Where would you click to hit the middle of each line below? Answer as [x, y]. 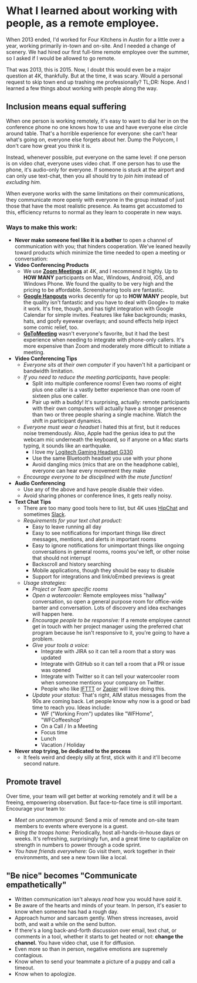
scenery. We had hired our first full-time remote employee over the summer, [98, 52]
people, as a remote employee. [83, 23]
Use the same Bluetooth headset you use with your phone [102, 458]
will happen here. [53, 614]
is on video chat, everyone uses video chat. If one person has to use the [93, 163]
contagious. [29, 955]
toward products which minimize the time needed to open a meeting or [100, 253]
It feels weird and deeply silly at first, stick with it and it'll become [102, 757]
